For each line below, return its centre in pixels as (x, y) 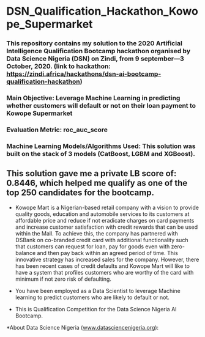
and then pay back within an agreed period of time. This (107, 253)
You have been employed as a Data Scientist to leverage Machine (98, 291)
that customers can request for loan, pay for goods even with (92, 246)
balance (25, 253)
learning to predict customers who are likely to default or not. (92, 297)
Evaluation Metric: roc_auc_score (57, 130)
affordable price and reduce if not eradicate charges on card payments (105, 220)
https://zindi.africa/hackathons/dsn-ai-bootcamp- (84, 74)
